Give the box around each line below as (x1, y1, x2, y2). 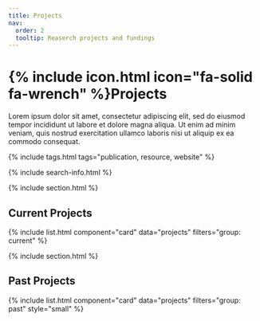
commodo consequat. (8, 137, 81, 147)
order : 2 (15, 26, 45, 34)
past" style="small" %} (8, 303, 84, 313)
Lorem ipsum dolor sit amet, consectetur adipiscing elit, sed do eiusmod (8, 112, 246, 121)
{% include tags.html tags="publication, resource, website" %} (8, 152, 215, 162)
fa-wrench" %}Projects (8, 85, 167, 104)
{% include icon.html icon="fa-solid (8, 69, 253, 86)
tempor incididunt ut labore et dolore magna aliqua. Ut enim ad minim (8, 120, 236, 130)
